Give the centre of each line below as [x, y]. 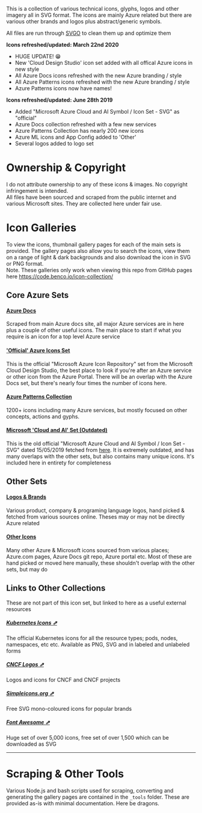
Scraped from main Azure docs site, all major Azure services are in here [95, 324]
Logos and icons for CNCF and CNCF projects [63, 680]
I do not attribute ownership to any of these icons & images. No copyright [97, 184]
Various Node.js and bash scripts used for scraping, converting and [90, 790]
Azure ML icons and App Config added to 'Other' [75, 137]
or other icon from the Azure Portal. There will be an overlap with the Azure [99, 376]
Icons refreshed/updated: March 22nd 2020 [63, 45]
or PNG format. [25, 263]
